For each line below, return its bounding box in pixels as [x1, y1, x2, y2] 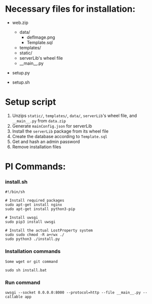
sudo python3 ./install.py [5, 236, 60, 242]
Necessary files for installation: [5, 3, 135, 15]
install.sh [5, 178, 28, 185]
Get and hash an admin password [12, 139, 80, 144]
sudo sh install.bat [5, 268, 47, 273]
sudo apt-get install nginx [5, 202, 63, 208]
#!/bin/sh [5, 189, 25, 194]
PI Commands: [5, 161, 66, 172]
